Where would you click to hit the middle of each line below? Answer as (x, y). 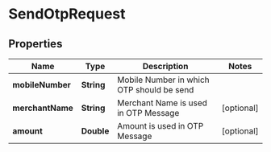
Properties (35, 44)
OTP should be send (155, 90)
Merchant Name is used (162, 103)
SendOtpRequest (67, 14)
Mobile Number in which (163, 80)
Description (165, 66)
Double (95, 131)
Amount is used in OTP (160, 126)
